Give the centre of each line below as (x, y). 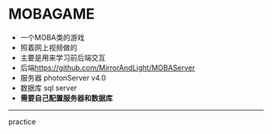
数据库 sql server (49, 88)
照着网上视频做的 (49, 47)
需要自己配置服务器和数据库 (66, 98)
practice (22, 121)
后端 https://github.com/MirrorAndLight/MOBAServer (108, 67)
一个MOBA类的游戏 (52, 37)
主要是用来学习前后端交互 (63, 57)
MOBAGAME (52, 14)
